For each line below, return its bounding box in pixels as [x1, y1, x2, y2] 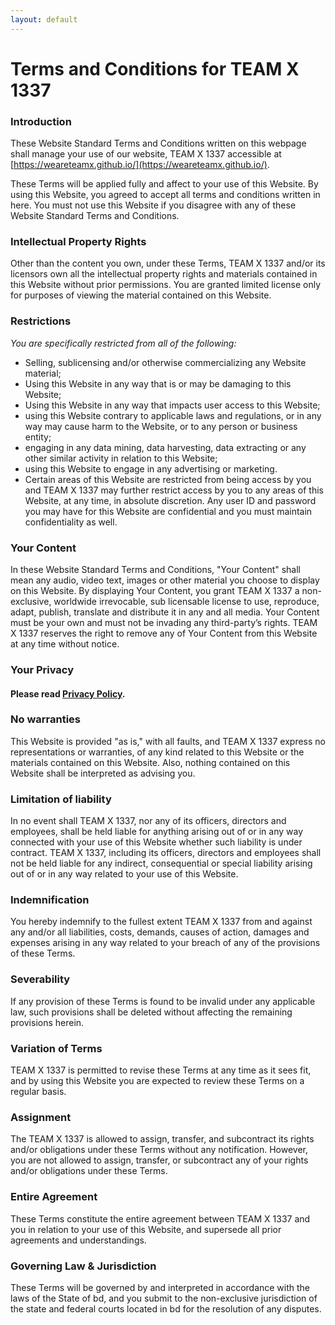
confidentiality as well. [24, 516, 118, 528]
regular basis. [10, 1086, 67, 1097]
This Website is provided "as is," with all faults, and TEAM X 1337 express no [10, 735, 327, 747]
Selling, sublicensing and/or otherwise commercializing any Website [24, 356, 307, 368]
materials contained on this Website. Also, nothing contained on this [10, 756, 291, 768]
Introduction [10, 114, 72, 128]
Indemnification [10, 893, 90, 907]
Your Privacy [10, 662, 75, 676]
